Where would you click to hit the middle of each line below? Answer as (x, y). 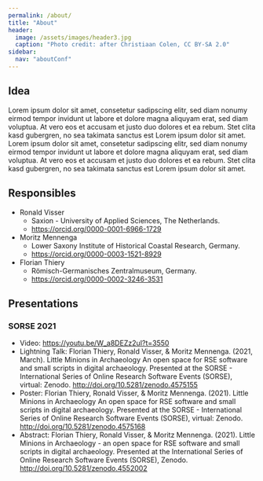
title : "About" (33, 23)
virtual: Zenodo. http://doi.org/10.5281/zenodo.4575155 (109, 385)
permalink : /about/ (40, 15)
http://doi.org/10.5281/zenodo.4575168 (82, 427)
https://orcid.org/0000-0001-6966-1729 (97, 229)
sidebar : (22, 52)
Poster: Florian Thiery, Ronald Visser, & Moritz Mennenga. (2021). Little (134, 393)
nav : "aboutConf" (44, 60)
